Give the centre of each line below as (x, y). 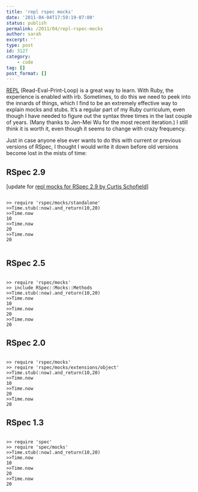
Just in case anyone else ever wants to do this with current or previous (94, 140)
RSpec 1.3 (25, 423)
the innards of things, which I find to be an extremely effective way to (92, 103)
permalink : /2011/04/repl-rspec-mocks (55, 29)
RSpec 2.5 (26, 263)
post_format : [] (26, 73)
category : (19, 57)
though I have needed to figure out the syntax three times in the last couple (99, 116)
